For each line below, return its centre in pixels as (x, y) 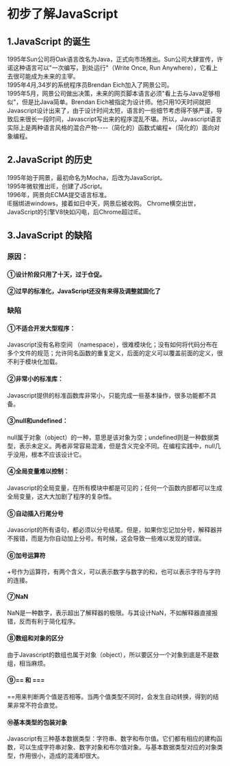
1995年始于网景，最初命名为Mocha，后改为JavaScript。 (87, 177)
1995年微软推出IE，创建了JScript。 (56, 186)
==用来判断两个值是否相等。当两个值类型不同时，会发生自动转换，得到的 (110, 697)
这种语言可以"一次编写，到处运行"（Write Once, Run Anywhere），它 (109, 68)
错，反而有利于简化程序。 (43, 621)
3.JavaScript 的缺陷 (50, 236)
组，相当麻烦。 (28, 663)
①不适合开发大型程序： (41, 328)
